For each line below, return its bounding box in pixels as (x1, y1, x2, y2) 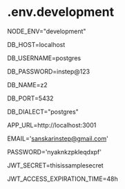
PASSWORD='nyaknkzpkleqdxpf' (7, 147, 102, 156)
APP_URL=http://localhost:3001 (7, 120, 97, 129)
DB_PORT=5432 (7, 94, 54, 102)
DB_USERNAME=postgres (7, 53, 81, 62)
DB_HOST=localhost (7, 40, 66, 48)
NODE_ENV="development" (7, 27, 86, 35)
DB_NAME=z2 (7, 80, 48, 89)
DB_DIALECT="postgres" (7, 107, 79, 116)
